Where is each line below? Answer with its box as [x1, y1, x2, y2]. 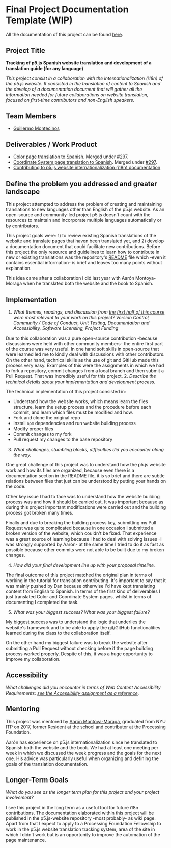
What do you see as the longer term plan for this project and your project [6, 789, 160, 795]
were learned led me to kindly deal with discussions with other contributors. [6, 351, 165, 358]
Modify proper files [13, 426, 54, 432]
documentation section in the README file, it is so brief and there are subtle [6, 473, 165, 479]
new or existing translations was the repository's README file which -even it [6, 254, 166, 260]
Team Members [6, 111, 56, 121]
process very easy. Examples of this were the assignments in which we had [6, 362, 164, 368]
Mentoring [6, 705, 40, 713]
